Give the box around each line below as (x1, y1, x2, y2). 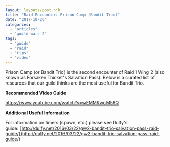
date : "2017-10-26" (5, 17, 47, 22)
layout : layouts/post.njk (5, 7, 60, 13)
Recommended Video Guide (5, 90, 67, 96)
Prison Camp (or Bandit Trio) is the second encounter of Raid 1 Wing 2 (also (5, 69, 165, 75)
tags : (5, 36, 17, 41)
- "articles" (10, 27, 38, 32)
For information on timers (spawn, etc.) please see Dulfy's (5, 120, 128, 126)
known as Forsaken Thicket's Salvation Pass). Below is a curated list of (5, 75, 155, 81)
